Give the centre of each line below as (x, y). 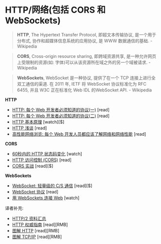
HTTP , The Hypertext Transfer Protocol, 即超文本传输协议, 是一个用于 (87, 35)
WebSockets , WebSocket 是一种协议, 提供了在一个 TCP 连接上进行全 (86, 78)
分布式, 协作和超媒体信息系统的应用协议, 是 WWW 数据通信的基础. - (85, 41)
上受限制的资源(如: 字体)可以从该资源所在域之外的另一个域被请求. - (84, 62)
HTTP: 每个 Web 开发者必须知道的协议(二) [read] (61, 116)
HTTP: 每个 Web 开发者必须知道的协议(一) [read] (61, 109)
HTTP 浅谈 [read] (29, 128)
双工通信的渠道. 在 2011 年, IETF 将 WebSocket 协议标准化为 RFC (82, 84)
